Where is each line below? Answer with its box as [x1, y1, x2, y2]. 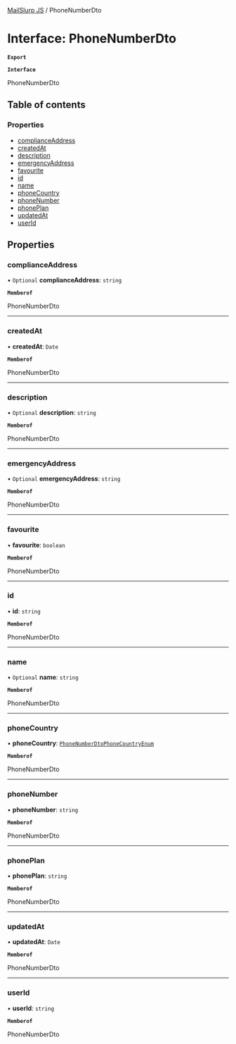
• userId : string [7, 1004, 55, 1012]
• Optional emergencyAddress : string [7, 475, 121, 483]
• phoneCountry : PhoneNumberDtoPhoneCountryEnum [7, 739, 155, 747]
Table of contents [7, 99, 86, 111]
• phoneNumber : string [7, 805, 79, 814]
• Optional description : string [7, 408, 96, 416]
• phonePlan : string [7, 871, 67, 880]
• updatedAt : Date [7, 938, 61, 946]
